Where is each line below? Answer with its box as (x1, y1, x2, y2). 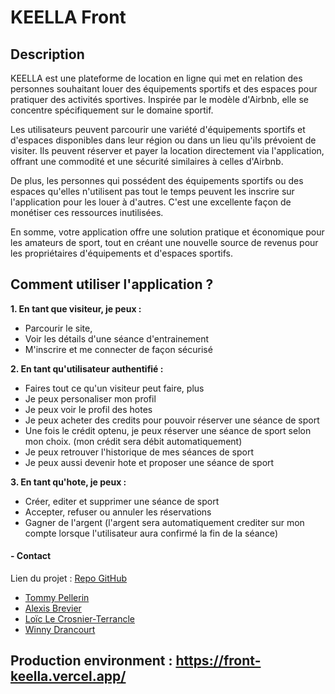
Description (10, 46, 85, 63)
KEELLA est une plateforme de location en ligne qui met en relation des (10, 72, 303, 84)
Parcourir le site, (24, 322, 93, 334)
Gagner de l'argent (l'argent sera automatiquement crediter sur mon (24, 516, 305, 528)
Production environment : (10, 652, 173, 670)
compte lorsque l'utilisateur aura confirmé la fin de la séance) (24, 527, 278, 539)
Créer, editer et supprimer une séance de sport (24, 495, 220, 507)
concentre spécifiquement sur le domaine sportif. (10, 104, 214, 116)
